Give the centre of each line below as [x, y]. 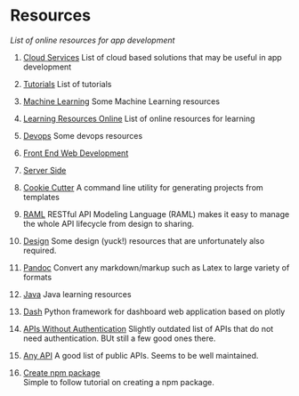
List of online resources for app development [93, 40]
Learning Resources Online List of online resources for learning [139, 118]
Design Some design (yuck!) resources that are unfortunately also [144, 240]
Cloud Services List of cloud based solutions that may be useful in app [153, 57]
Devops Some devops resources [83, 135]
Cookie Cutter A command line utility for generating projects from [143, 187]
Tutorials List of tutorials [67, 84]
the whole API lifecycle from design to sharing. [109, 223]
